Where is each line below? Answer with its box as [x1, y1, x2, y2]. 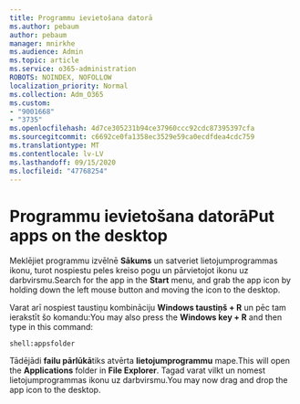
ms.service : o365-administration [9, 65, 137, 74]
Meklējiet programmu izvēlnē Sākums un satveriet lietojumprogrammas [9, 255, 278, 266]
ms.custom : [9, 98, 51, 108]
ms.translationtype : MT [9, 141, 100, 150]
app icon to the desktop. [9, 385, 101, 396]
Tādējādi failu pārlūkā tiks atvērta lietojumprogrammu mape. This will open [9, 356, 290, 367]
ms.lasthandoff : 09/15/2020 [9, 157, 117, 167]
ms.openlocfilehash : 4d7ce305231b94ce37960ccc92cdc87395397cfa [9, 124, 255, 133]
